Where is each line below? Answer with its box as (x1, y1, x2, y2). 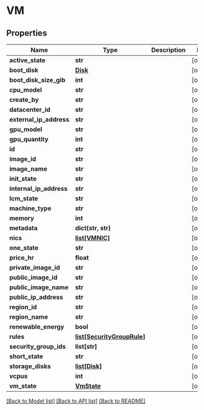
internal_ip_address (9, 185, 68, 193)
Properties (6, 28, 47, 38)
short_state (9, 352, 44, 360)
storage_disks (9, 362, 51, 371)
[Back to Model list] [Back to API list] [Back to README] (6, 397, 146, 405)
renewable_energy (9, 323, 65, 331)
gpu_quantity (9, 135, 49, 143)
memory (9, 214, 35, 222)
